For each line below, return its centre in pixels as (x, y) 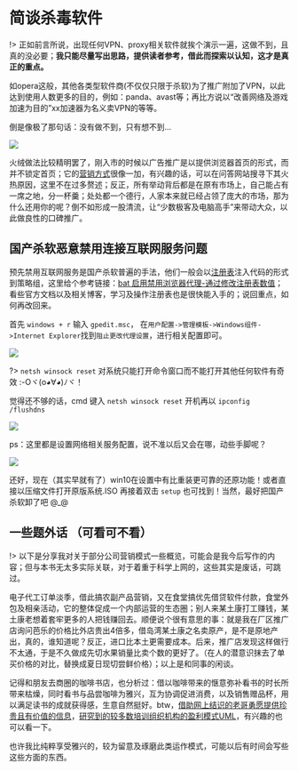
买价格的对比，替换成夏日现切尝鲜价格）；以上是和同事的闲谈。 (124, 663)
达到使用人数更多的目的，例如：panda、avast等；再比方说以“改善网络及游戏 (149, 96)
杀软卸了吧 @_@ (39, 502)
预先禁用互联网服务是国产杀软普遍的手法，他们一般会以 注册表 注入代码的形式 (149, 271)
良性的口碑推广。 (55, 218)
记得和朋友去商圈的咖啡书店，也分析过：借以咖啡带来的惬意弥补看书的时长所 (149, 682)
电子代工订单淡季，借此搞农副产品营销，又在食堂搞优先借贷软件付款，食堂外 (149, 597)
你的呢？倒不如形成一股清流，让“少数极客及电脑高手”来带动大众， (160, 206)
